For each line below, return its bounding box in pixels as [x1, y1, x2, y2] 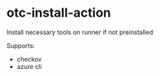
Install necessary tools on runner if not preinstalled [6, 28, 154, 36]
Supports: [6, 41, 36, 50]
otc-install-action [6, 5, 112, 21]
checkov [16, 54, 42, 63]
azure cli [16, 62, 42, 70]
